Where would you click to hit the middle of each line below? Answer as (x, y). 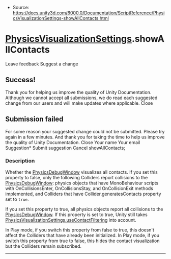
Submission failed (34, 119)
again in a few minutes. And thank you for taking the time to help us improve (85, 137)
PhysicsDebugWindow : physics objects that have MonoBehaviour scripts (82, 183)
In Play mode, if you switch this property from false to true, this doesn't (80, 230)
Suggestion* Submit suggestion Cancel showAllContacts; (65, 148)
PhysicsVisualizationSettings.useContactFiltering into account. (71, 220)
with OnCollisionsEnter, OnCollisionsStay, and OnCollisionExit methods (79, 188)
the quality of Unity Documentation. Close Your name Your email (73, 142)
